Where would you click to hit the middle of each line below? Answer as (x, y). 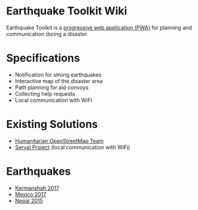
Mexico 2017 (31, 194)
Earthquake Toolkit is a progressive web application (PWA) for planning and (99, 28)
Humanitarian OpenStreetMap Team (59, 141)
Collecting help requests (45, 93)
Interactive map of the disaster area (59, 81)
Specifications (43, 58)
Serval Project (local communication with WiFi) (72, 147)
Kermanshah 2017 (37, 188)
